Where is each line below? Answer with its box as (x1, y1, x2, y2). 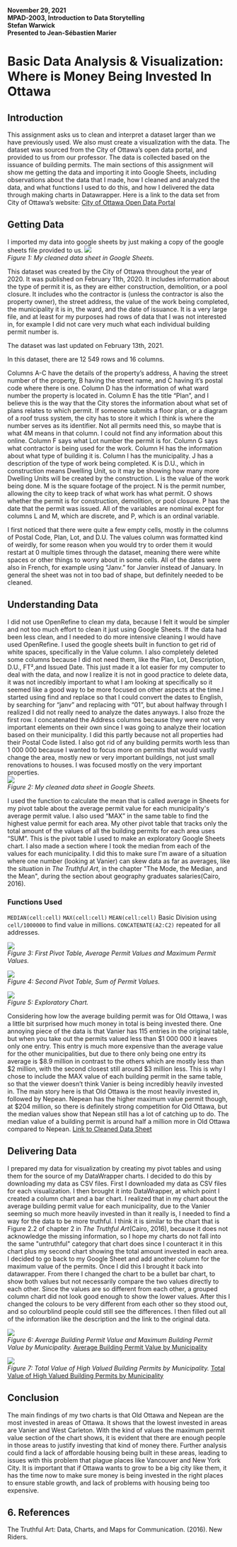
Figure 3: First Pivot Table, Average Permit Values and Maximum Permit (7, 949, 216, 957)
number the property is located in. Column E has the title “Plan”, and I (7, 391, 209, 400)
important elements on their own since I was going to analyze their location (7, 723, 226, 731)
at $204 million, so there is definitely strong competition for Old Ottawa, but (7, 1102, 228, 1110)
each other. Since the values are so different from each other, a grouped (7, 1284, 218, 1293)
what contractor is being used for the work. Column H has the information (7, 444, 223, 452)
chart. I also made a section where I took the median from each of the (7, 841, 211, 850)
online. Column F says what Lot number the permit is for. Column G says (7, 436, 218, 445)
